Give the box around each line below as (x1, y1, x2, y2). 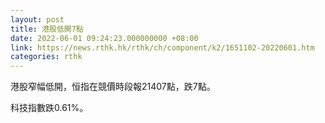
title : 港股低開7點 (10, 24, 84, 34)
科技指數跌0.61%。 (10, 102, 89, 114)
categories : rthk (10, 52, 83, 62)
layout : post (10, 14, 65, 25)
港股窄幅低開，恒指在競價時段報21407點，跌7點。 (10, 81, 216, 93)
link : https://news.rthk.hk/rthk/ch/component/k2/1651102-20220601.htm (10, 42, 315, 53)
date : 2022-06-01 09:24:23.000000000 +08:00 (10, 33, 199, 43)
